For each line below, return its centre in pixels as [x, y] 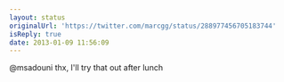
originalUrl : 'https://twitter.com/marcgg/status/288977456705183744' [143, 26]
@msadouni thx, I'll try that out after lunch [86, 68]
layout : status [37, 17]
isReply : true [36, 34]
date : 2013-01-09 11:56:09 [59, 42]
